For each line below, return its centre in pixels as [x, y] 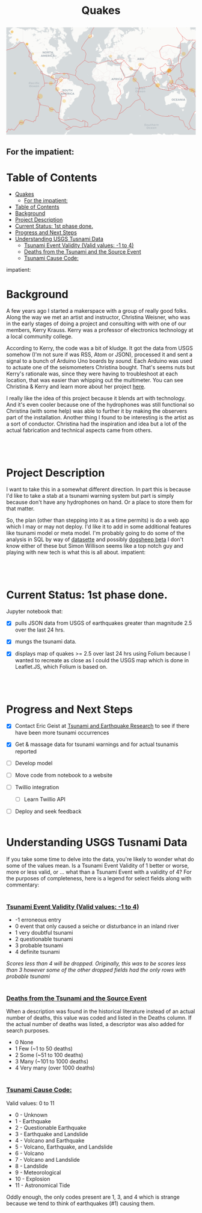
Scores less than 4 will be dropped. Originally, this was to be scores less [96, 964]
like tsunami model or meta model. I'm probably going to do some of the [96, 533]
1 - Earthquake [33, 1121]
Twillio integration [37, 787]
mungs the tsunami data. [46, 642]
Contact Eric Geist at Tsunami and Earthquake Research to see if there [102, 726]
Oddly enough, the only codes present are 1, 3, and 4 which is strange [93, 1197]
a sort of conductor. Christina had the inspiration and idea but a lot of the [96, 424]
